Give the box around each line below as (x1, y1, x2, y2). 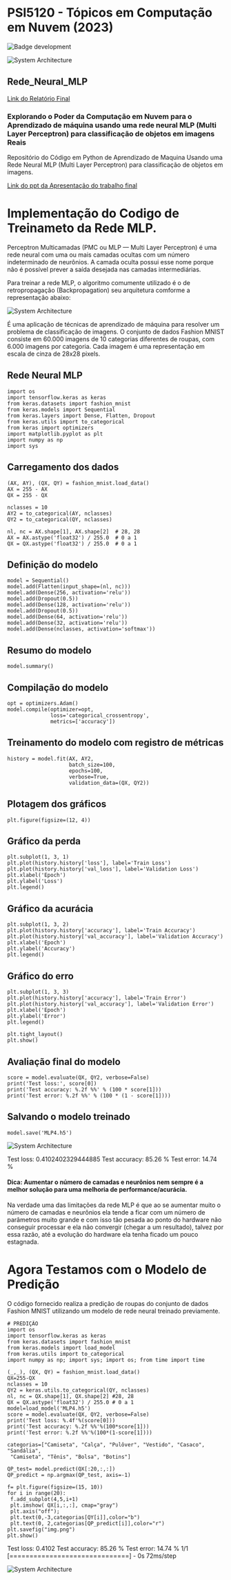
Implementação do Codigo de (7, 206, 179, 221)
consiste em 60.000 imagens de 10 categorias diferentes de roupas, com (7, 334, 215, 343)
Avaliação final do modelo (7, 1055, 121, 1067)
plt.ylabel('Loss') (7, 878, 63, 885)
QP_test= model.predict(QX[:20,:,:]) (7, 1465, 116, 1472)
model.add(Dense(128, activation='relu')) (7, 601, 131, 608)
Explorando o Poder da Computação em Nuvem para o (7, 111, 192, 121)
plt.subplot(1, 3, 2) (7, 921, 70, 928)
